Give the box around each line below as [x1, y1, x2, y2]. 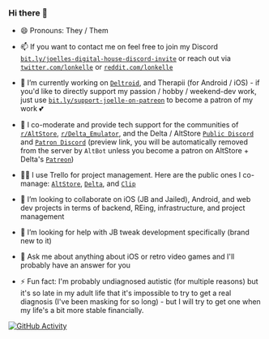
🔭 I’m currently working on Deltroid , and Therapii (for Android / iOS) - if [19, 78, 261, 88]
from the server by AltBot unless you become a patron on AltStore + [19, 146, 250, 156]
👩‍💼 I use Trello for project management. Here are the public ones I [19, 170, 241, 180]
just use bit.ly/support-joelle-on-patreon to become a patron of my [19, 95, 254, 105]
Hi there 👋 [8, 7, 49, 19]
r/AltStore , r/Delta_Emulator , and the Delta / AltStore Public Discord [19, 129, 254, 139]
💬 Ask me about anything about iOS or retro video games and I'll [19, 251, 235, 262]
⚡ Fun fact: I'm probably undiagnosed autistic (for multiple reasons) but [19, 277, 258, 286]
